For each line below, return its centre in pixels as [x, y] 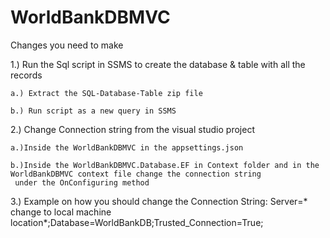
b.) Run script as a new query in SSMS [93, 111]
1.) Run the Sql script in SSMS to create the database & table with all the [158, 64]
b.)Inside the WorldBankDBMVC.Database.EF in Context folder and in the [165, 165]
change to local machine [61, 212]
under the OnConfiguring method [82, 182]
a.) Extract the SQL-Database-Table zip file [106, 93]
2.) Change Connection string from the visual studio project [132, 129]
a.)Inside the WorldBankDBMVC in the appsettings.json [127, 147]
